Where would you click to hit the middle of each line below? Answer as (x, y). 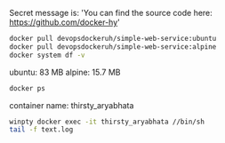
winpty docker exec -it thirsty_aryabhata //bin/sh (107, 122)
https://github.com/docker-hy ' (64, 22)
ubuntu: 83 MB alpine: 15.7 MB (65, 72)
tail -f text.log (41, 130)
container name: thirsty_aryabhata (72, 105)
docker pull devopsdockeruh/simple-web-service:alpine (113, 47)
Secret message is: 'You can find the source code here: (111, 13)
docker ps (28, 88)
